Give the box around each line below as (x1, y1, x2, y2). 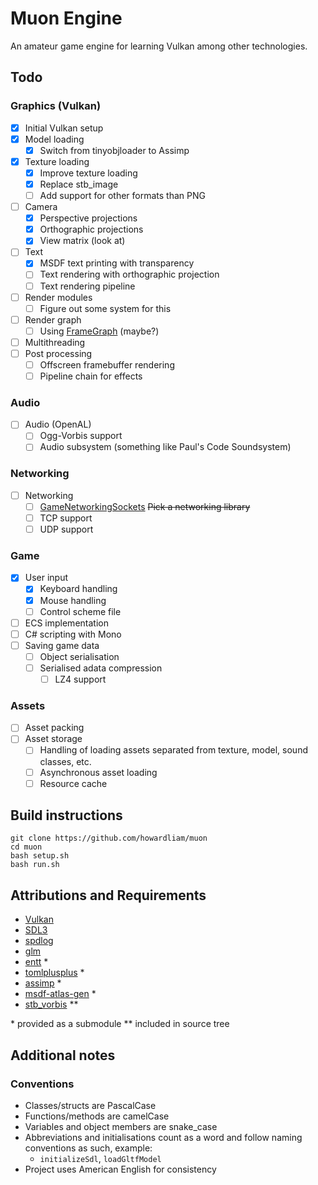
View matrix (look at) (39, 235, 126, 247)
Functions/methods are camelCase (24, 1110, 170, 1122)
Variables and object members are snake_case (24, 1120, 218, 1132)
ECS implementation (24, 617, 109, 629)
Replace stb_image (39, 178, 119, 190)
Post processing (24, 347, 93, 359)
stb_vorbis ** (24, 998, 79, 1011)
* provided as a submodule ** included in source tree (10, 1018, 230, 1030)
